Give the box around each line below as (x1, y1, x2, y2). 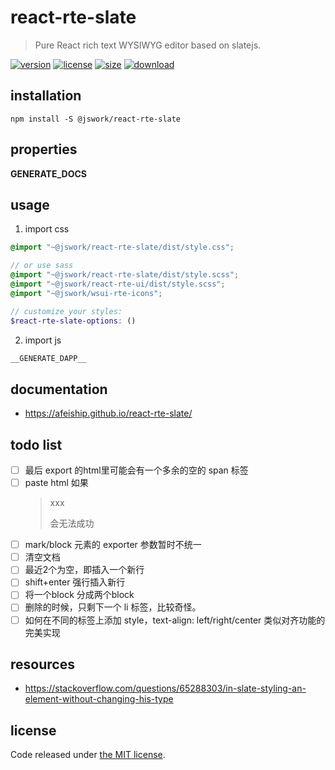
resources (10, 656, 75, 673)
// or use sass (10, 261, 74, 271)
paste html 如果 (24, 477, 89, 489)
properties (10, 141, 78, 158)
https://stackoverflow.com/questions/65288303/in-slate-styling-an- (24, 682, 307, 695)
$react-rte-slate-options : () (10, 316, 137, 326)
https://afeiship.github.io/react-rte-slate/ (24, 407, 193, 420)
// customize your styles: (10, 306, 123, 316)
